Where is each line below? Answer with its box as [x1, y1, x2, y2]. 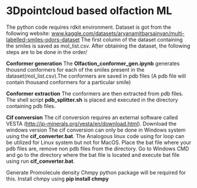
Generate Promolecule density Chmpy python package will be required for [6, 169, 186, 176]
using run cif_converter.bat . [6, 157, 75, 164]
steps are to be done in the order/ [6, 48, 88, 55]
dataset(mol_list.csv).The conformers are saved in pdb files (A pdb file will [6, 72, 186, 79]
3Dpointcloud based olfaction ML [6, 4, 172, 18]
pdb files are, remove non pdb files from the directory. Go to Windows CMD [6, 145, 189, 152]
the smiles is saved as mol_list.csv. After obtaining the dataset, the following [6, 42, 191, 49]
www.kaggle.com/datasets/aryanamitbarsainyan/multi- [51, 29, 185, 36]
